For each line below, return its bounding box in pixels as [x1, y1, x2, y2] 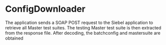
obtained [5, 35, 23, 41]
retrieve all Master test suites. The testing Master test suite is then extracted [5, 24, 162, 30]
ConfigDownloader [5, 3, 86, 15]
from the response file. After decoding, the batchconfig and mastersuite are [5, 30, 161, 36]
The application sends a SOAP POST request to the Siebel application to [5, 20, 154, 25]
